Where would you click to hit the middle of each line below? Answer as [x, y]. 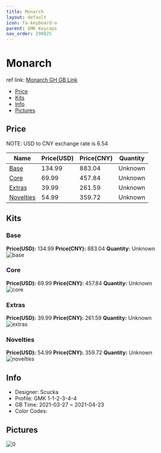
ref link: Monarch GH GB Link [42, 80]
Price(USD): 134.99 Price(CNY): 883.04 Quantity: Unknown [81, 249]
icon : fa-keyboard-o [32, 23]
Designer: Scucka [36, 392]
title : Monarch [25, 12]
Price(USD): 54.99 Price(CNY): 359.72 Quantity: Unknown [79, 353]
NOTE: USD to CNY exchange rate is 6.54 [57, 143]
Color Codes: [31, 411]
